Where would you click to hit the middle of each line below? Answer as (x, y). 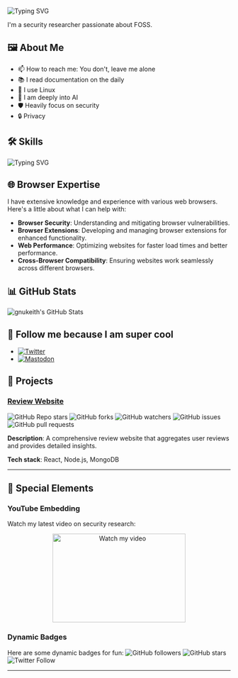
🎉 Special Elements (51, 488)
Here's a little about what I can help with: (67, 209)
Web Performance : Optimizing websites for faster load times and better (123, 245)
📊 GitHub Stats (42, 291)
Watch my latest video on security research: (72, 524)
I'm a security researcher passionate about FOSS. (80, 24)
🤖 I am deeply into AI (48, 97)
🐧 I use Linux (36, 89)
